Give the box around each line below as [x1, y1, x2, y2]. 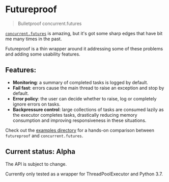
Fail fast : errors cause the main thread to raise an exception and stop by [12, 85, 164, 91]
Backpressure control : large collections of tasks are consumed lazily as [12, 106, 164, 113]
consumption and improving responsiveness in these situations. [12, 117, 147, 123]
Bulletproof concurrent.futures [17, 20, 82, 27]
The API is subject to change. [5, 161, 67, 167]
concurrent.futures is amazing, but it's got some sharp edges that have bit [5, 30, 163, 36]
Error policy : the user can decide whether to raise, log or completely [12, 95, 157, 101]
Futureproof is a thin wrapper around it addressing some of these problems [5, 45, 163, 51]
